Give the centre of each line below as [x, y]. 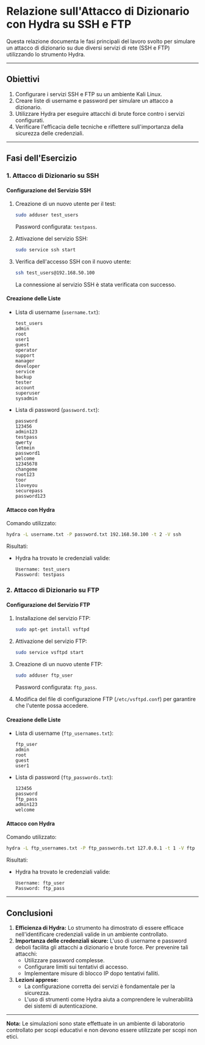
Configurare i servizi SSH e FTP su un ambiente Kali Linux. [89, 94]
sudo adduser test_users [47, 215]
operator [26, 351]
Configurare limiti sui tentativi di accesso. [76, 967]
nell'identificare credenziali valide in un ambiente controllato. [92, 934]
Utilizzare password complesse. [64, 960]
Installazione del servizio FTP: [53, 618]
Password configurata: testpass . [56, 227]
